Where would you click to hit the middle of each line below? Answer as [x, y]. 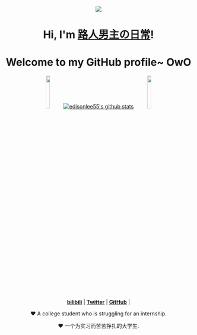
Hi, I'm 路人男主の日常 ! [99, 35]
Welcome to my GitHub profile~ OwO [99, 62]
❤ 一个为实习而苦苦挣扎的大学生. [99, 326]
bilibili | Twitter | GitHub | [99, 302]
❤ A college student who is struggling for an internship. [99, 314]
